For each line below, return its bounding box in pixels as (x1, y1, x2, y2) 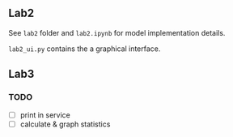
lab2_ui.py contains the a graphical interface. (8, 44, 161, 54)
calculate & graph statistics (19, 119, 111, 129)
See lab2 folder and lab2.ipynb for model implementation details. (8, 28, 226, 37)
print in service (19, 109, 70, 120)
